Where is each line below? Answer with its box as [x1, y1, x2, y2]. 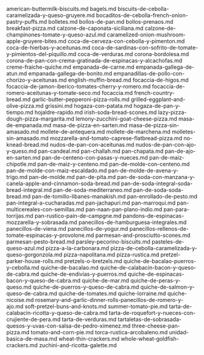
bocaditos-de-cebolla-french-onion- [96, 12, 189, 19]
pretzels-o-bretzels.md [64, 258, 122, 264]
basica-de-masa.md [6, 335, 58, 342]
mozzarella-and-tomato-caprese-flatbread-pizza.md [49, 135, 183, 142]
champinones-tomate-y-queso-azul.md [6, 31, 106, 38]
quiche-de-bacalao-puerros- [123, 258, 197, 264]
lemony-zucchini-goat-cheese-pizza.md [76, 115, 178, 122]
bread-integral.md [6, 186, 52, 194]
